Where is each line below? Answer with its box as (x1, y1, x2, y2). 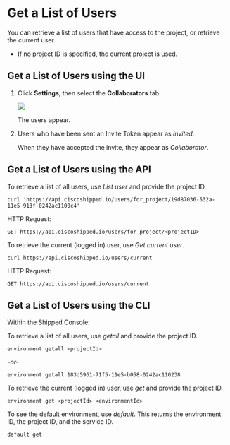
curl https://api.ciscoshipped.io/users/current (7, 254, 153, 261)
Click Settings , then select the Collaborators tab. (17, 88, 161, 97)
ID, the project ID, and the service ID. (7, 417, 114, 426)
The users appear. (17, 115, 71, 124)
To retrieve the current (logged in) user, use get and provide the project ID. (7, 384, 224, 393)
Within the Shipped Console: (7, 318, 90, 326)
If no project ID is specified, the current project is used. (17, 49, 178, 58)
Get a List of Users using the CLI (7, 299, 151, 311)
